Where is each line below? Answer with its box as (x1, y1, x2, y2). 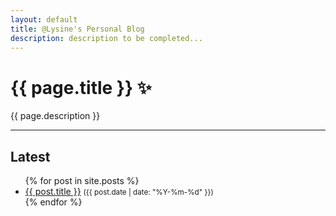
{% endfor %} (24, 196, 83, 208)
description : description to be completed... (10, 33, 203, 43)
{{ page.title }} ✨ (10, 76, 152, 99)
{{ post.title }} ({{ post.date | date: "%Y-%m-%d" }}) (24, 186, 214, 198)
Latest (10, 148, 51, 165)
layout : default (10, 14, 78, 25)
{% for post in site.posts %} (24, 175, 140, 187)
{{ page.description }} (10, 110, 101, 122)
